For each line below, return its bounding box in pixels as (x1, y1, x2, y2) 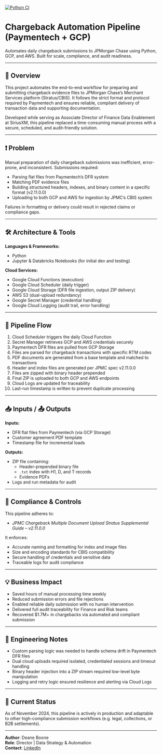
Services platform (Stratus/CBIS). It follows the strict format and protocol (5, 95, 149, 100)
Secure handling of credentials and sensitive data (12, 554, 111, 560)
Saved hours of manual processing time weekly (12, 591, 107, 596)
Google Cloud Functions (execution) (12, 277, 84, 283)
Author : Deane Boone (5, 735, 49, 740)
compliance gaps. (5, 209, 40, 215)
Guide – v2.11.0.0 (12, 525, 45, 531)
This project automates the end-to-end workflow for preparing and (5, 84, 138, 90)
